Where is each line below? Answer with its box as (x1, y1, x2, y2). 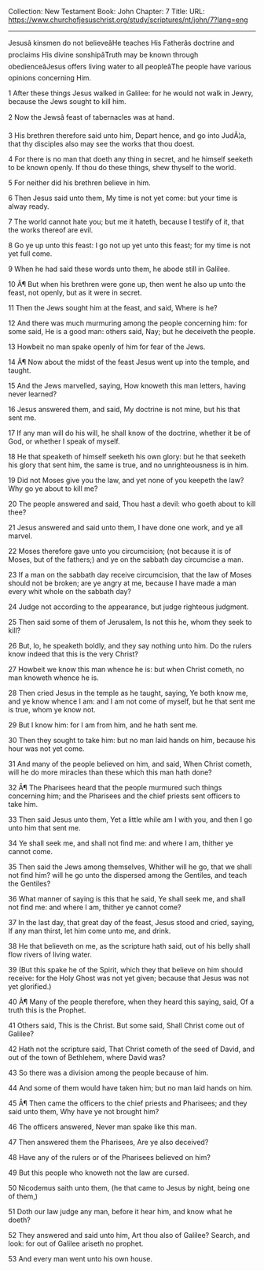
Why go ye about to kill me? (8, 484, 98, 493)
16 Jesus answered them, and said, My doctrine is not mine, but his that (8, 405, 241, 414)
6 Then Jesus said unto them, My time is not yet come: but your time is (8, 193, 238, 203)
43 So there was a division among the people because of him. (8, 1068, 209, 1077)
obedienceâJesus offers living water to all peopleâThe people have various (8, 62, 251, 71)
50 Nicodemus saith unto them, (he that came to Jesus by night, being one (8, 1184, 250, 1192)
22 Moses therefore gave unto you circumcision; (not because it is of (8, 547, 232, 556)
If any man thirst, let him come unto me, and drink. (8, 926, 171, 935)
